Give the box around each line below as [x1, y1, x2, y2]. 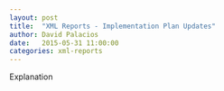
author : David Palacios [9, 30, 99, 39]
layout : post [9, 13, 59, 23]
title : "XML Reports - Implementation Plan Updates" [9, 22, 217, 31]
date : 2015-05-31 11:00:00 [9, 38, 119, 48]
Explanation [9, 71, 53, 82]
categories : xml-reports [9, 47, 103, 56]
